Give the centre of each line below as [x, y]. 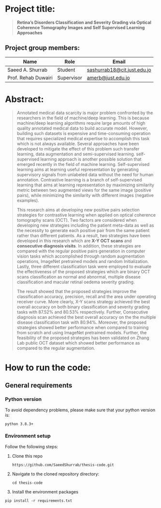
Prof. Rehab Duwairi [30, 78]
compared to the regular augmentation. [56, 348]
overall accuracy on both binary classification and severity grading [83, 307]
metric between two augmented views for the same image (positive [84, 190]
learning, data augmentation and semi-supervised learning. [76, 154]
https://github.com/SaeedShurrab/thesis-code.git [63, 465]
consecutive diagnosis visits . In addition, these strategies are [79, 246]
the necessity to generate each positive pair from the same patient [83, 230]
